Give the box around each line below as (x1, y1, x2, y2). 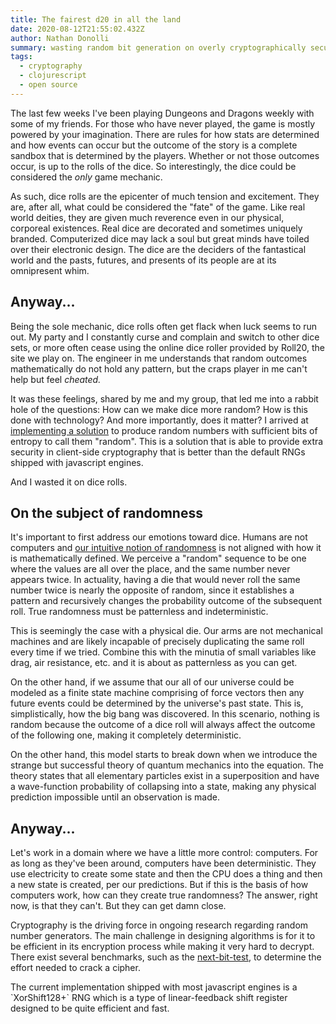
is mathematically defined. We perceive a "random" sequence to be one (10, 552, 307, 565)
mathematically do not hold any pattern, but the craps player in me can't (10, 362, 308, 375)
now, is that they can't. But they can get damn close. (10, 900, 227, 912)
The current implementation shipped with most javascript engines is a (10, 981, 298, 993)
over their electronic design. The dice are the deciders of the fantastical (10, 243, 307, 255)
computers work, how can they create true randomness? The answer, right (10, 889, 318, 901)
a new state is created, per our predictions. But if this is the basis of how (10, 879, 309, 891)
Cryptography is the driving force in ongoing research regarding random (10, 919, 309, 931)
